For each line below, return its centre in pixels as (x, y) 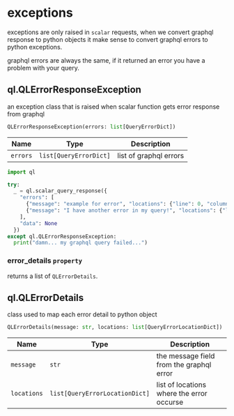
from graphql (26, 114)
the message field (186, 356)
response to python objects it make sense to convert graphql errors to (108, 39)
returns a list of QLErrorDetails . (53, 276)
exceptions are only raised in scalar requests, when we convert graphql (110, 32)
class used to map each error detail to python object (83, 314)
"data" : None (39, 223)
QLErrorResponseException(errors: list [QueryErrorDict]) (92, 127)
